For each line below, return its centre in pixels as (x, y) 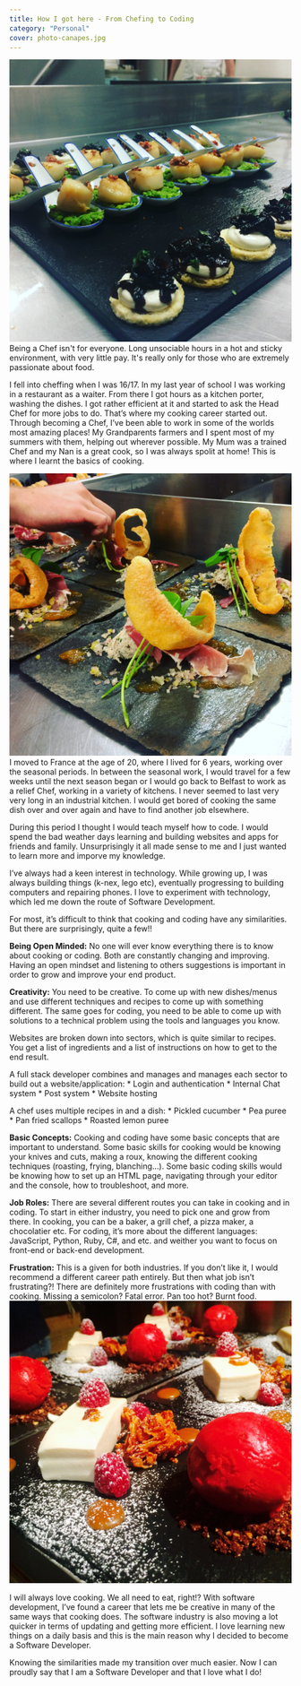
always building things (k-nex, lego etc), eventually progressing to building (146, 883)
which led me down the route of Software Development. (112, 902)
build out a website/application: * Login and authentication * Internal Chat (145, 1084)
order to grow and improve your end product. (93, 975)
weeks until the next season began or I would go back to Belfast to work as (148, 782)
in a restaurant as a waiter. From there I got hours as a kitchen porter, (137, 394)
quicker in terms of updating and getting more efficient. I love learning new (147, 1626)
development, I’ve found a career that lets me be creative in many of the (142, 1607)
